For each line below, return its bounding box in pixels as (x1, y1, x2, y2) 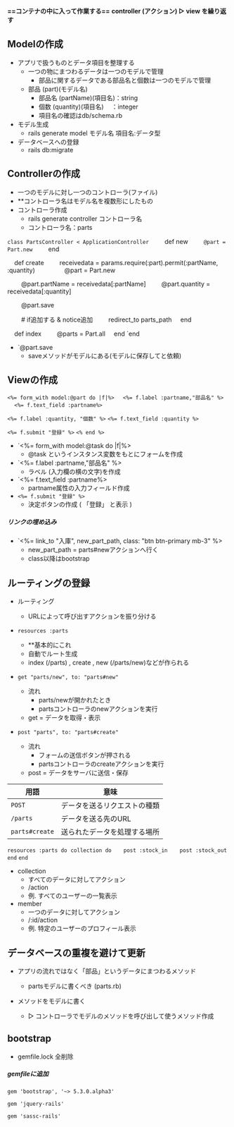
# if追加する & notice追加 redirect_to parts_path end (20, 315, 192, 324)
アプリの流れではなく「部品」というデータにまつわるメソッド (17, 967, 197, 975)
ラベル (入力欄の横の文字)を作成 (27, 468, 121, 476)
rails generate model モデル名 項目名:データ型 (27, 128, 161, 137)
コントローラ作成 (17, 205, 67, 214)
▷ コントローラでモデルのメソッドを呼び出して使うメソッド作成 (27, 1012, 214, 1021)
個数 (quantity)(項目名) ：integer (38, 102, 138, 111)
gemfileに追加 (7, 1070, 49, 1078)
